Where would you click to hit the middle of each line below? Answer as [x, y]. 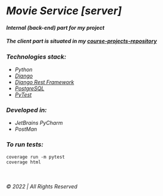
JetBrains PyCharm [39, 123]
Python [23, 70]
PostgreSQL [29, 89]
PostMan [26, 129]
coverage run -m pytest [36, 157]
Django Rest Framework [44, 82]
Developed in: [27, 110]
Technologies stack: [36, 56]
